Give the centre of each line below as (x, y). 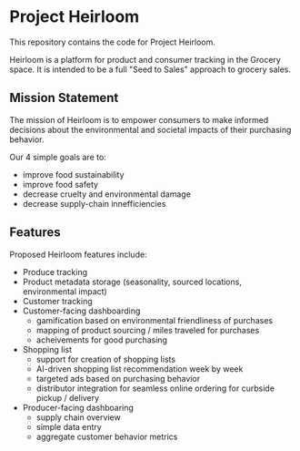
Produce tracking (55, 272)
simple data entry (69, 426)
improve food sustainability (73, 174)
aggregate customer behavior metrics (107, 436)
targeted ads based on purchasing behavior (118, 378)
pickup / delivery (68, 397)
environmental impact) (65, 291)
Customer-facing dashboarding (81, 311)
